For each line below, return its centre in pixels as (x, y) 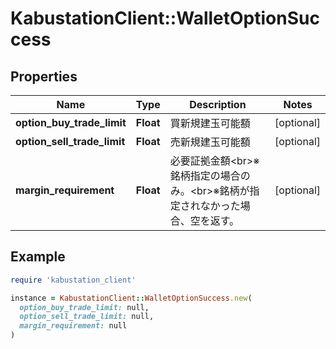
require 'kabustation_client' (73, 280)
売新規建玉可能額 (210, 142)
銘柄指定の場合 (205, 175)
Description (218, 104)
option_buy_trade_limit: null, (84, 307)
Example (38, 257)
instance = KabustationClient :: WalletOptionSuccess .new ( (131, 298)
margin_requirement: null (73, 326)
